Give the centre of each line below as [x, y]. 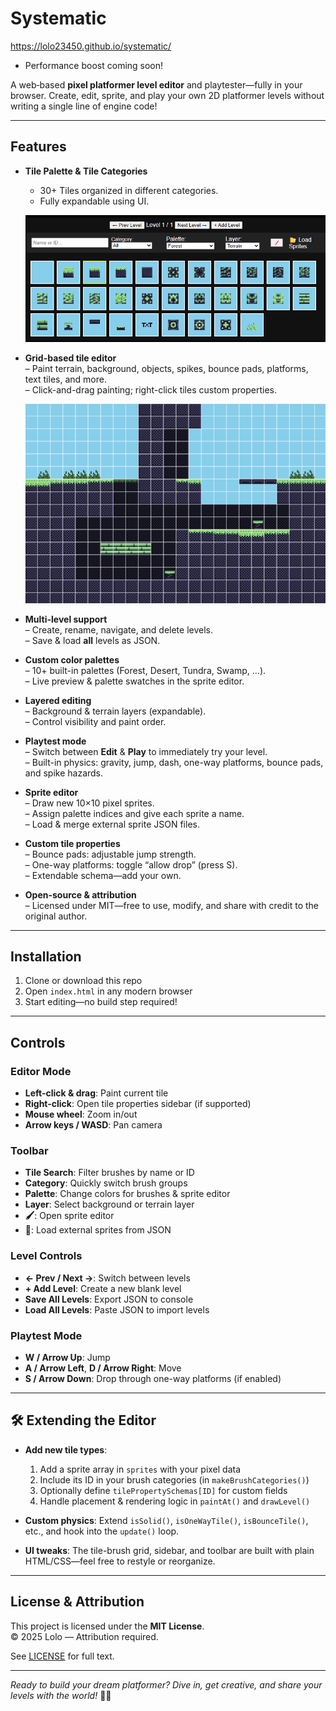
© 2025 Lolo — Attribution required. [84, 1636]
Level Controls [46, 1256]
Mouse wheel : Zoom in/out [81, 1114]
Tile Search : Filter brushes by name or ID [109, 1173]
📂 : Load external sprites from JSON [98, 1230]
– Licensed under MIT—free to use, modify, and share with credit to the [171, 905]
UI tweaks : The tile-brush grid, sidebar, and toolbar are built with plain [169, 1550]
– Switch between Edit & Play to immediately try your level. [146, 751]
